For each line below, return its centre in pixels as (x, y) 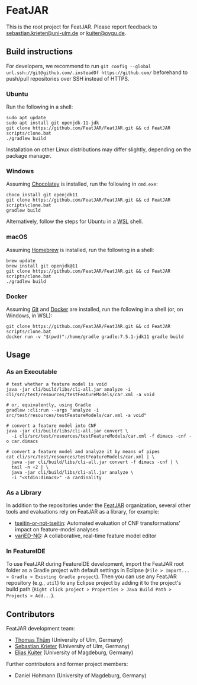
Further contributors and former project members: (67, 664)
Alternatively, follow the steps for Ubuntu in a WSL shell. (75, 222)
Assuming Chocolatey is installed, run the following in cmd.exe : (82, 184)
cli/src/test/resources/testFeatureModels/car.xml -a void (80, 394)
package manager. (29, 156)
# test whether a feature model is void (57, 384)
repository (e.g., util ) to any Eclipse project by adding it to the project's (94, 583)
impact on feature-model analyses (56, 529)
